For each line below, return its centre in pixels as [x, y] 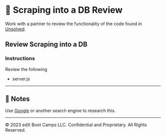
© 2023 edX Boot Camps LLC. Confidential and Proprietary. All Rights [76, 125]
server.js [21, 79]
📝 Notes [18, 99]
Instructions [20, 59]
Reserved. [16, 130]
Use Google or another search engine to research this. [61, 111]
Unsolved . [16, 29]
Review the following [26, 69]
